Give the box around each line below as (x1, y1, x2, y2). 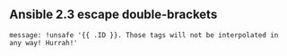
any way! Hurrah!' (9, 38, 78, 47)
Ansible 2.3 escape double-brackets (9, 7, 218, 22)
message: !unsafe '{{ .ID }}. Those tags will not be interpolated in (9, 30, 279, 39)
